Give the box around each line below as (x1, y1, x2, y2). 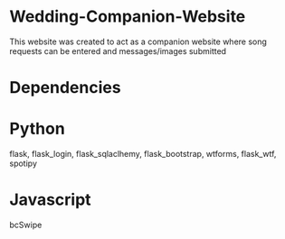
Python (9, 119, 65, 139)
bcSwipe (9, 219, 43, 230)
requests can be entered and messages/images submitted (9, 45, 227, 56)
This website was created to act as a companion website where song (9, 36, 267, 47)
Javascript (9, 189, 92, 210)
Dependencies (9, 78, 121, 98)
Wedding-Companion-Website (9, 6, 246, 27)
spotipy (9, 158, 38, 169)
